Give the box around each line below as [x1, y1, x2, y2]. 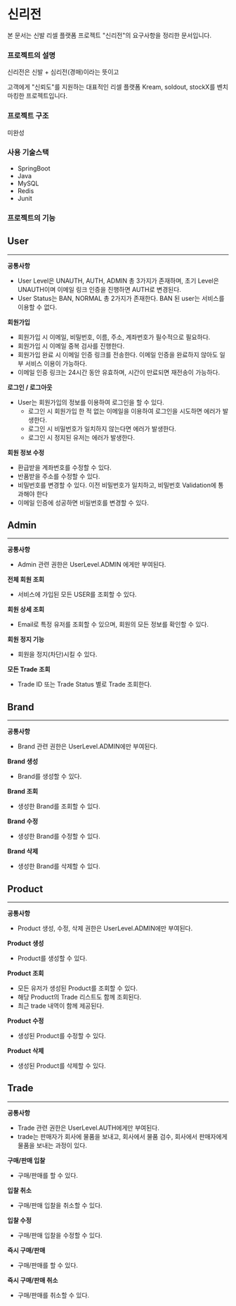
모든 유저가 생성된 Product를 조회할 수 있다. [17, 984, 138, 992]
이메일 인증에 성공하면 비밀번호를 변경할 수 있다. [17, 498, 149, 507]
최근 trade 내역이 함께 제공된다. [17, 1002, 104, 1010]
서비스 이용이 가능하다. [25, 359, 88, 367]
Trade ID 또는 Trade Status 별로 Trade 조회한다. [17, 680, 152, 689]
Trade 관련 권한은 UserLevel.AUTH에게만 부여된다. [17, 1123, 159, 1132]
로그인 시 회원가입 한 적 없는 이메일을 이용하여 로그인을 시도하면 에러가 [27, 407, 221, 415]
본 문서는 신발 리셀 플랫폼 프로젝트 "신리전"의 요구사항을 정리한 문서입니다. [7, 31, 212, 39]
